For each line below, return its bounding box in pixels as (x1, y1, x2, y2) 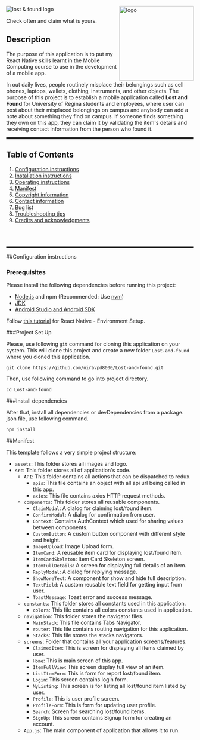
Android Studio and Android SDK (14, 305, 95, 313)
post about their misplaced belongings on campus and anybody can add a (6, 106, 189, 113)
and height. (32, 536, 61, 544)
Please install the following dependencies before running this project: (6, 281, 176, 288)
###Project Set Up (6, 328, 52, 336)
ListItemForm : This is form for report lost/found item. (32, 670, 162, 677)
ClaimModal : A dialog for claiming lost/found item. (32, 505, 153, 512)
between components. (32, 523, 88, 531)
